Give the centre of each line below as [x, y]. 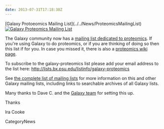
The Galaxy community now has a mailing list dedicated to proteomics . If [79, 38]
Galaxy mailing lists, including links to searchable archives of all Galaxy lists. [82, 83]
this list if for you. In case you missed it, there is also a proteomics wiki [76, 49]
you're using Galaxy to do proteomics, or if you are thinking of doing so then [82, 43]
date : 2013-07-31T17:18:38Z [34, 10]
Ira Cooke [15, 112]
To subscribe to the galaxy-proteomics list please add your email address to [82, 63]
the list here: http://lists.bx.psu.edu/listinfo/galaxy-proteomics [67, 69]
